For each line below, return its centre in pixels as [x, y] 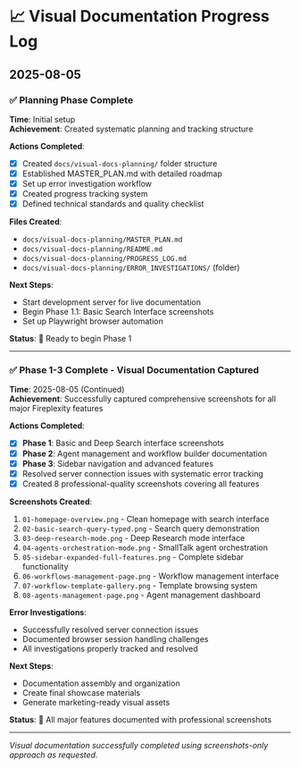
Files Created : [36, 222]
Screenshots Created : [51, 502]
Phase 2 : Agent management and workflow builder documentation [145, 453]
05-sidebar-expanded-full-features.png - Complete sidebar [133, 557]
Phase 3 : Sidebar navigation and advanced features [118, 463]
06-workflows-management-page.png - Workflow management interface [150, 576]
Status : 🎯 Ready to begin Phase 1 [71, 339]
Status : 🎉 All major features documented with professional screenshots [141, 719]
